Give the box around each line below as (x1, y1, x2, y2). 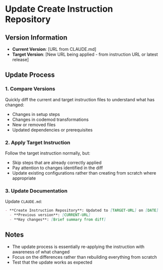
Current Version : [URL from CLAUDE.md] (12, 46, 96, 52)
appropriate (12, 175, 36, 181)
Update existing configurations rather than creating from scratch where (12, 170, 157, 176)
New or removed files (12, 121, 56, 128)
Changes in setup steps (12, 111, 60, 117)
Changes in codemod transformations (12, 116, 89, 122)
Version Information (5, 33, 68, 42)
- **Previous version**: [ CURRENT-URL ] (9, 213, 91, 218)
